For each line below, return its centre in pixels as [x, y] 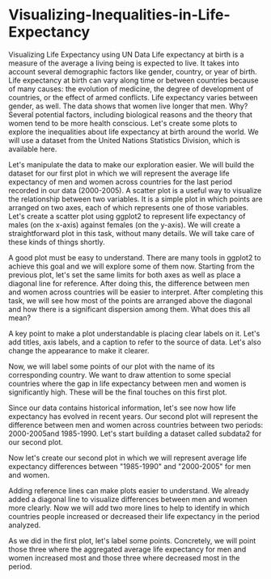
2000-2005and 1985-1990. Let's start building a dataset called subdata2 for [135, 433]
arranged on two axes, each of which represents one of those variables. [129, 207]
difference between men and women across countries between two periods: [136, 425]
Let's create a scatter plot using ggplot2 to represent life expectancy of [127, 216]
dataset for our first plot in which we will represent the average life [119, 173]
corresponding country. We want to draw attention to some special [120, 374]
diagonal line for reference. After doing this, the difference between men [129, 283]
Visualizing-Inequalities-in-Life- [119, 15]
